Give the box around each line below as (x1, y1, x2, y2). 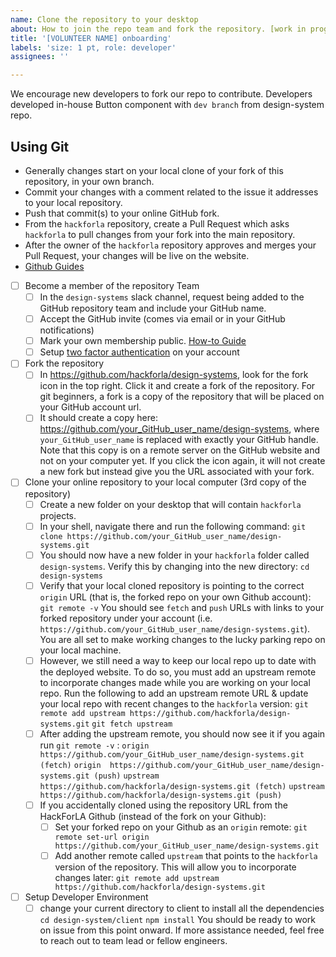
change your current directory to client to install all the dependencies (39, 902, 325, 915)
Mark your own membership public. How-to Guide (39, 335, 247, 347)
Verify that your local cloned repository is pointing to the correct (39, 579, 305, 591)
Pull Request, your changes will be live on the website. (24, 249, 250, 261)
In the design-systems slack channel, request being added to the (39, 291, 305, 303)
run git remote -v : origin (39, 739, 150, 751)
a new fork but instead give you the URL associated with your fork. (39, 466, 315, 478)
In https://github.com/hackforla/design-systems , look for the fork (39, 369, 309, 381)
